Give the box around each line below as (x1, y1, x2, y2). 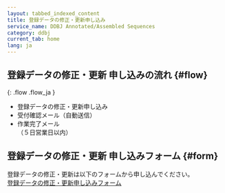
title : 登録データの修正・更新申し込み (7, 17, 106, 23)
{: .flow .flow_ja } (7, 88, 56, 96)
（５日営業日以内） (17, 128, 72, 136)
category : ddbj (7, 29, 51, 37)
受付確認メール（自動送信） (17, 111, 96, 119)
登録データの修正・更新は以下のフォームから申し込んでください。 (7, 170, 194, 178)
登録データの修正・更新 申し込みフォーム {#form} (7, 150, 219, 162)
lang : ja (7, 42, 32, 49)
